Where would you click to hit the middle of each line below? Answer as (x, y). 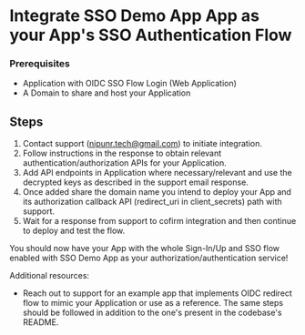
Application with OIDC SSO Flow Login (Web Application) (129, 84)
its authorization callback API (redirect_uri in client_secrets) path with (152, 202)
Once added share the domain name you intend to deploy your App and (157, 192)
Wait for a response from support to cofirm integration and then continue (159, 221)
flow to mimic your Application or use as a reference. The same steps (153, 303)
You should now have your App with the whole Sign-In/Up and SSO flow (145, 249)
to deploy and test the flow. (74, 231)
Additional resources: (49, 276)
